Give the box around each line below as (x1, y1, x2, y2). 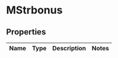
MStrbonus (6, 4, 63, 17)
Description (52, 45, 86, 52)
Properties (6, 27, 46, 37)
